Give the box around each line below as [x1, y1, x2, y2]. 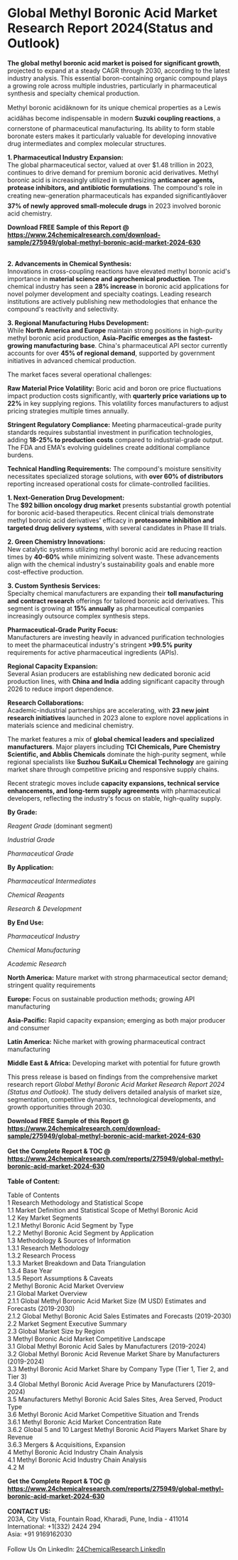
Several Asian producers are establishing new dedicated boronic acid [7, 669, 211, 678]
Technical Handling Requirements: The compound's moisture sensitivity [7, 464, 222, 473]
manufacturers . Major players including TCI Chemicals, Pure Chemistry [7, 742, 220, 751]
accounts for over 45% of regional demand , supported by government [7, 349, 215, 357]
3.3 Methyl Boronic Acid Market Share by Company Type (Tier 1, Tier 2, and [7, 1364, 229, 1373]
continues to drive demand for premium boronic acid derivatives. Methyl [7, 168, 219, 176]
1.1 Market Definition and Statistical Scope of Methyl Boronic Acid [7, 1206, 198, 1214]
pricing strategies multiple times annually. [7, 406, 129, 415]
